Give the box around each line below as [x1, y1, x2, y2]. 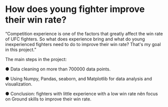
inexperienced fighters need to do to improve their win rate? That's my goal [5, 41, 161, 47]
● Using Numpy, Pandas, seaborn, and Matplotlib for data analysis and [5, 75, 152, 81]
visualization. [5, 81, 33, 87]
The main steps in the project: [5, 56, 67, 62]
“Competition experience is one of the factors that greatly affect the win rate [5, 30, 163, 36]
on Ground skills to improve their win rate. [5, 96, 92, 102]
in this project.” [5, 46, 37, 52]
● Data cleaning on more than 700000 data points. [5, 66, 111, 72]
